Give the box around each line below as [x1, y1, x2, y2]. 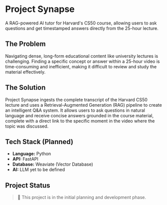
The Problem [5, 40, 46, 48]
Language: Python [12, 151, 51, 157]
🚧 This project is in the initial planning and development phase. [17, 195, 146, 201]
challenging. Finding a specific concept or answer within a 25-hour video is [5, 58, 160, 64]
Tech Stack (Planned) [5, 137, 74, 146]
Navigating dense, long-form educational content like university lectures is [5, 53, 159, 59]
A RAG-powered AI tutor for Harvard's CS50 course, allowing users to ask [5, 20, 157, 26]
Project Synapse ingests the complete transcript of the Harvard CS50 [5, 96, 148, 103]
